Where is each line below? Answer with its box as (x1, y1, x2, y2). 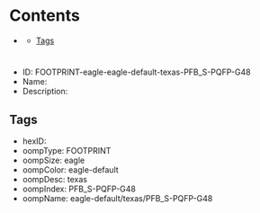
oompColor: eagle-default (22, 164, 119, 175)
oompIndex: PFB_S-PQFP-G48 (22, 183, 137, 194)
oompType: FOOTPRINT (22, 145, 112, 155)
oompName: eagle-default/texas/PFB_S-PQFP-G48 (22, 192, 213, 203)
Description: (22, 86, 68, 97)
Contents (9, 5, 81, 26)
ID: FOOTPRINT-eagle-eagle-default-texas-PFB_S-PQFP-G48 (22, 67, 251, 77)
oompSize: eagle (22, 155, 85, 165)
